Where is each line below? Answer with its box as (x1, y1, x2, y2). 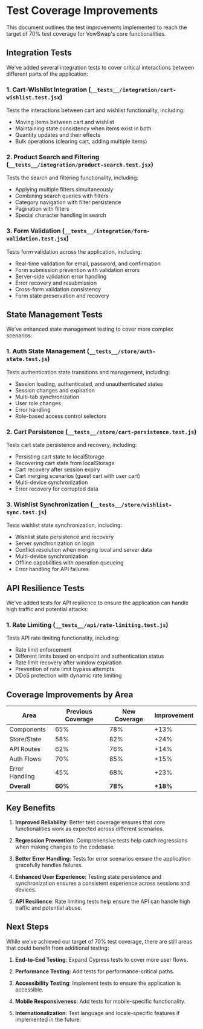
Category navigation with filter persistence (14, 199, 121, 206)
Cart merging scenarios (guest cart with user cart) (14, 472, 141, 480)
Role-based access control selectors (14, 412, 107, 420)
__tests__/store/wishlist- (92, 501, 172, 508)
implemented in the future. (14, 1016, 82, 1023)
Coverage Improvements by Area (6, 689, 134, 700)
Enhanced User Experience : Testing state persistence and (14, 873, 162, 881)
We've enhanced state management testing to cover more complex (6, 325, 173, 333)
